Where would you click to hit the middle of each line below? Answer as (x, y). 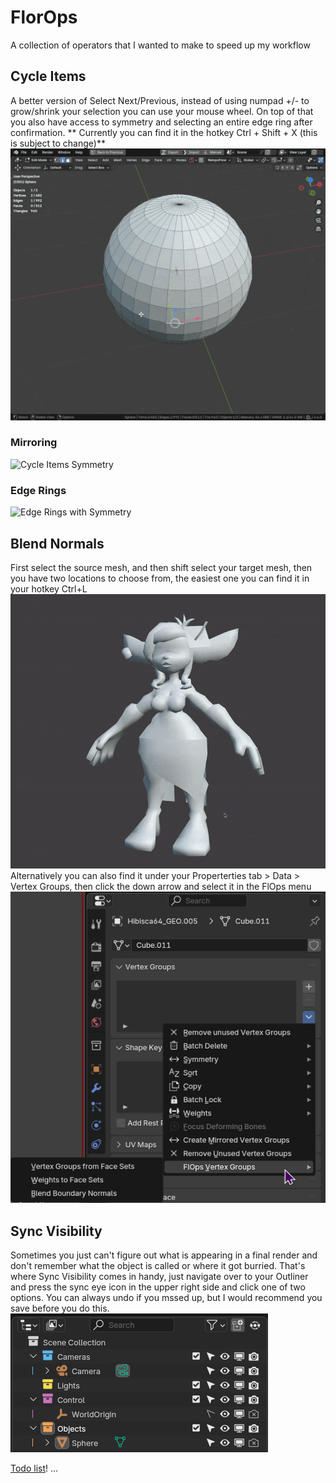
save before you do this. (60, 1308)
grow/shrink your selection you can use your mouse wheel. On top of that (162, 111)
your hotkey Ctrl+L (49, 588)
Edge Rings (38, 490)
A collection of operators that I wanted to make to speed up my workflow (160, 45)
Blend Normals (57, 543)
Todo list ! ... (34, 1468)
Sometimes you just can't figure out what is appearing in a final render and (164, 1255)
